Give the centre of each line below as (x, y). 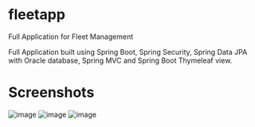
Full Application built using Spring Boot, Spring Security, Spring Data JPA (128, 52)
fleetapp (37, 15)
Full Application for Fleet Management (71, 37)
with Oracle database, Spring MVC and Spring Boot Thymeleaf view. (120, 60)
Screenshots (51, 92)
